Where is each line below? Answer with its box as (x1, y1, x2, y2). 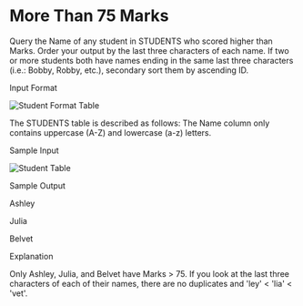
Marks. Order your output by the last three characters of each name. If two (9, 45, 289, 56)
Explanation (9, 250, 54, 261)
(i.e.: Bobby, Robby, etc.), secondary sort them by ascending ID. (9, 65, 249, 76)
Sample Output (9, 179, 66, 191)
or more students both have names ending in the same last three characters (9, 55, 294, 66)
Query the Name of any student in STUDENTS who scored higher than (9, 36, 273, 46)
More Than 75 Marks (9, 5, 169, 26)
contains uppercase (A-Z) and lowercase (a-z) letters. (9, 127, 212, 138)
